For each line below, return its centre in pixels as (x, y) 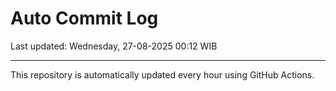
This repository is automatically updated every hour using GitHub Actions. (162, 74)
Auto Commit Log (84, 18)
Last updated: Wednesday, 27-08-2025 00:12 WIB (114, 46)
